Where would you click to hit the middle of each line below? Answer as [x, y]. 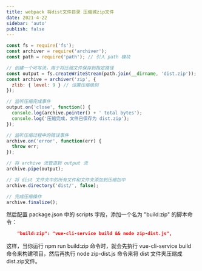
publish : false [25, 29]
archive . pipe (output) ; [35, 169]
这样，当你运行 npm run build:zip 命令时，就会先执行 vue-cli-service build [99, 246]
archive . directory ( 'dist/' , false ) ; [52, 185]
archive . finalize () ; [32, 202]
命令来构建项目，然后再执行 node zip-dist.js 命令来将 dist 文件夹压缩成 [94, 254]
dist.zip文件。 [23, 261]
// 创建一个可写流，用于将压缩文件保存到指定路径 [60, 68]
